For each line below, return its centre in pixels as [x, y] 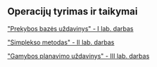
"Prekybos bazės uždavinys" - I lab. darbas [70, 28]
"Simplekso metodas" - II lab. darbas [61, 42]
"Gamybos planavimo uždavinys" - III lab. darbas [78, 56]
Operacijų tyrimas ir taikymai [72, 12]
